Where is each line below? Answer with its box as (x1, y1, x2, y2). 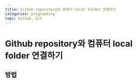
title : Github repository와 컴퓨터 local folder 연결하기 (5, 7, 116, 12)
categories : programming (5, 12, 55, 16)
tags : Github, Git (5, 16, 42, 21)
